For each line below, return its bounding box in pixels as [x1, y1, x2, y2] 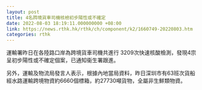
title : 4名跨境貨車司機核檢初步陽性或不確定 [6, 15, 106, 21]
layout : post [6, 9, 40, 15]
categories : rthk [6, 32, 51, 38]
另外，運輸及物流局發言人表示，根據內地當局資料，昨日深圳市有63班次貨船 [6, 69, 196, 77]
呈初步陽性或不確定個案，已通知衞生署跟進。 [6, 57, 119, 64]
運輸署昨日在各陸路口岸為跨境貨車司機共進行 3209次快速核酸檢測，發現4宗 [6, 49, 196, 57]
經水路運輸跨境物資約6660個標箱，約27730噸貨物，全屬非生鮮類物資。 [6, 77, 186, 85]
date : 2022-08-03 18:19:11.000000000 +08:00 [6, 20, 122, 26]
